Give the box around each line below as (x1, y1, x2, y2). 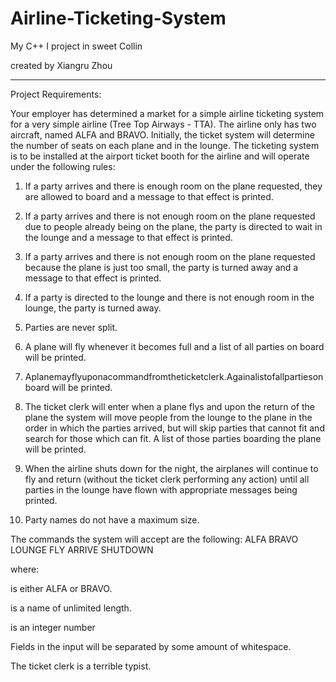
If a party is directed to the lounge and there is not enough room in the (24, 291, 315, 303)
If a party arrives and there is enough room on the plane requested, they (24, 180, 323, 192)
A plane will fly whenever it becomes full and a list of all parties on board (24, 340, 325, 352)
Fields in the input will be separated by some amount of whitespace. (10, 640, 292, 652)
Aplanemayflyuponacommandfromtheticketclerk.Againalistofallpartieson (24, 370, 324, 382)
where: (10, 563, 40, 575)
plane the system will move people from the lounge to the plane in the (24, 411, 313, 423)
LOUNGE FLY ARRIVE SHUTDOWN (10, 543, 154, 556)
